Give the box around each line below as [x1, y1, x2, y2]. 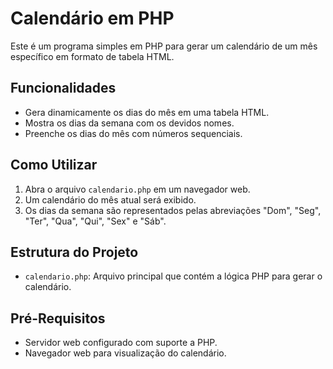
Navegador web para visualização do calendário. [24, 347, 227, 359]
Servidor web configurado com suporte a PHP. [24, 337, 218, 349]
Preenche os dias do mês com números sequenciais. [24, 127, 243, 139]
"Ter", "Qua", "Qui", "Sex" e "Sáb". [24, 215, 167, 227]
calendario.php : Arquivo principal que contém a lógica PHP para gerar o [24, 270, 323, 282]
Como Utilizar [10, 157, 98, 174]
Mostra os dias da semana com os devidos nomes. [24, 117, 235, 129]
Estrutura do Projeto [10, 243, 139, 261]
